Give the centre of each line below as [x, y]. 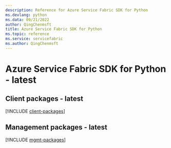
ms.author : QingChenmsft [32, 44]
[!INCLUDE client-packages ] [35, 111]
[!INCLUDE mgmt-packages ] [35, 140]
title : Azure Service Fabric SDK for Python [54, 29]
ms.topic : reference [27, 34]
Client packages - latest [44, 99]
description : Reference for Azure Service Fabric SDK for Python [77, 10]
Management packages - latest [56, 127]
